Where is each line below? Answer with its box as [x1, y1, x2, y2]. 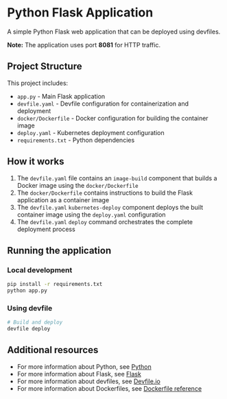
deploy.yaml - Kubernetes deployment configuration [16, 128, 165, 136]
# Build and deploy [7, 319, 63, 326]
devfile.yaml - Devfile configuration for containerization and [16, 99, 189, 108]
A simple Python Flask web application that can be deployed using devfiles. [7, 27, 221, 36]
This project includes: [7, 79, 69, 87]
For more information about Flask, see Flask [16, 370, 142, 378]
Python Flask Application [7, 5, 154, 21]
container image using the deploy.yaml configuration [16, 210, 166, 219]
